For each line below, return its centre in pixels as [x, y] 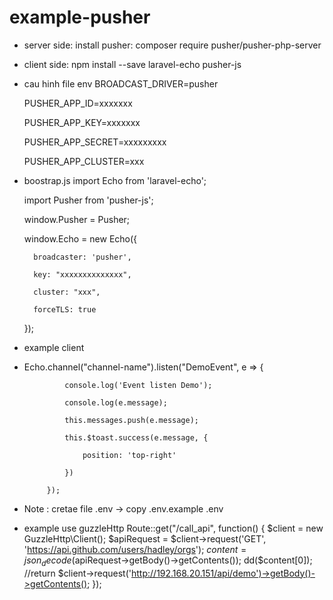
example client [54, 347]
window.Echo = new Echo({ [80, 238]
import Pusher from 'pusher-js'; [88, 200]
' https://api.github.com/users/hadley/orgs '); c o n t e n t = [135, 549]
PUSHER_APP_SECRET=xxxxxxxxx [95, 142]
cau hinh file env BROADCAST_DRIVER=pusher [121, 83]
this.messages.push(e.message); [131, 420]
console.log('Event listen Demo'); [138, 385]
